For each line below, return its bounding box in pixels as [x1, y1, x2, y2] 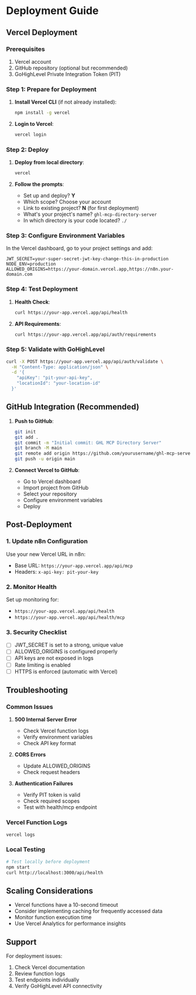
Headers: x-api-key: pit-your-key [14, 568, 99, 575]
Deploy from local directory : [14, 159, 85, 166]
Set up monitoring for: [6, 596, 59, 603]
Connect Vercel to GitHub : [14, 467, 80, 474]
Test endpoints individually [14, 976, 80, 983]
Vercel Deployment [6, 27, 78, 37]
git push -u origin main [14, 456, 75, 462]
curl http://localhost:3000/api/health [6, 870, 104, 876]
